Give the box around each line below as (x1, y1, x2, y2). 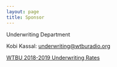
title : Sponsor (6, 14, 45, 20)
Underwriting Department (6, 31, 71, 38)
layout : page (6, 8, 39, 15)
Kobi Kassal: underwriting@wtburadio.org (6, 42, 111, 50)
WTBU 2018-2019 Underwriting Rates (6, 54, 100, 61)
